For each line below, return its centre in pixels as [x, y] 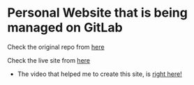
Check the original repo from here [56, 47]
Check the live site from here [49, 60]
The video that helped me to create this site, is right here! [100, 74]
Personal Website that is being [98, 13]
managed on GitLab [65, 28]
